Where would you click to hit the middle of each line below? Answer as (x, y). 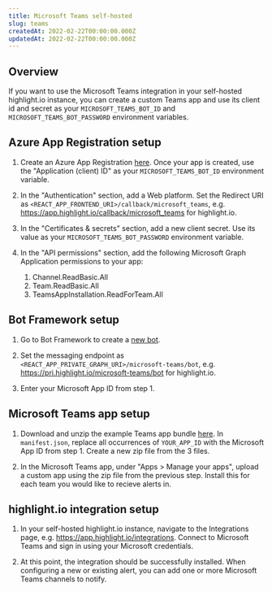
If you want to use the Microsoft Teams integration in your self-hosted (125, 91)
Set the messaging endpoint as (72, 355)
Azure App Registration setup (85, 143)
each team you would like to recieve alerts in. (96, 484)
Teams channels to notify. (63, 579)
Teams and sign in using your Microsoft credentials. (106, 546)
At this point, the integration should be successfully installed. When (133, 562)
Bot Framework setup (64, 320)
